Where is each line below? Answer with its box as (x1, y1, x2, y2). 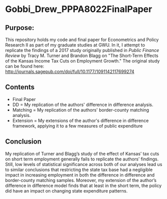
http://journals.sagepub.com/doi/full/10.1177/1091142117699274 (5, 68, 135, 74)
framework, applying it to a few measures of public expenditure (12, 122, 143, 128)
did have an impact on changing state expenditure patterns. (5, 187, 128, 193)
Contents (5, 83, 35, 91)
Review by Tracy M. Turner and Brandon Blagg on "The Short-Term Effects (5, 52, 159, 58)
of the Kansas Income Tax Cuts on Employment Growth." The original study (5, 58, 160, 63)
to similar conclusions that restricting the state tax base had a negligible (5, 166, 153, 172)
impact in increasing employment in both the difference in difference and (5, 171, 155, 178)
